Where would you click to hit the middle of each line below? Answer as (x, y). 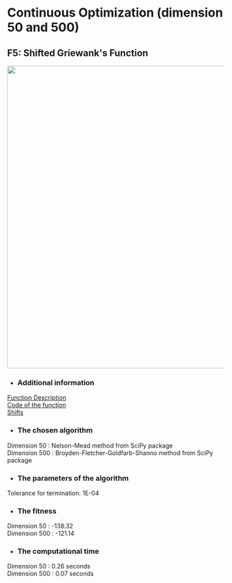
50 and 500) (43, 27)
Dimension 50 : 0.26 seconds (49, 566)
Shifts (16, 412)
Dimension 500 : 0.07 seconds (51, 574)
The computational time (58, 551)
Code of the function (37, 405)
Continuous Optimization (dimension (115, 13)
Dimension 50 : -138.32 (40, 526)
